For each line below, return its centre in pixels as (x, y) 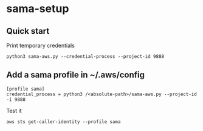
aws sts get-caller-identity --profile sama (64, 122)
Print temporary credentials (40, 45)
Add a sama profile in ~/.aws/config (75, 75)
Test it (14, 110)
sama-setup (38, 9)
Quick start (28, 31)
